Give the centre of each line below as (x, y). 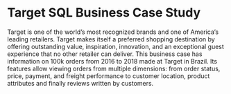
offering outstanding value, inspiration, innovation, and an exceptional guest (115, 46)
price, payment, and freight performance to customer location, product (109, 76)
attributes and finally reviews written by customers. (80, 83)
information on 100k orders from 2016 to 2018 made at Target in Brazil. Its (112, 61)
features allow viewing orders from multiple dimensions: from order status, (114, 68)
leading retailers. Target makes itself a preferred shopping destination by (111, 39)
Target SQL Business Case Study (104, 13)
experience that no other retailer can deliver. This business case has (105, 54)
